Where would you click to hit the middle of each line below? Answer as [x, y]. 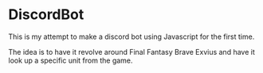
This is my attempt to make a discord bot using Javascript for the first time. [131, 36]
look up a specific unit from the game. [71, 60]
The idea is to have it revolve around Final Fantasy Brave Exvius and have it [131, 52]
